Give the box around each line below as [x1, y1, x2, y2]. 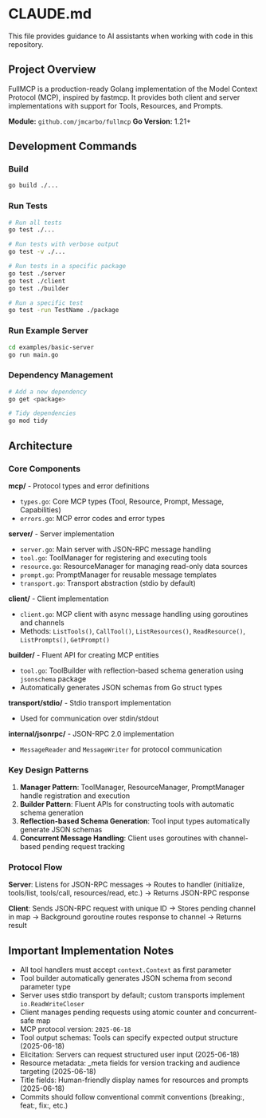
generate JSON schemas [19, 825, 103, 835]
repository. [8, 39, 44, 49]
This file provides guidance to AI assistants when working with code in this [8, 31, 253, 41]
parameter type [19, 982, 72, 992]
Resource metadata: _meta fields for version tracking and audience [19, 1058, 241, 1068]
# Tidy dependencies [8, 409, 77, 417]
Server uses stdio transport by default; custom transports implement [19, 990, 245, 1000]
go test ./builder [8, 284, 69, 292]
